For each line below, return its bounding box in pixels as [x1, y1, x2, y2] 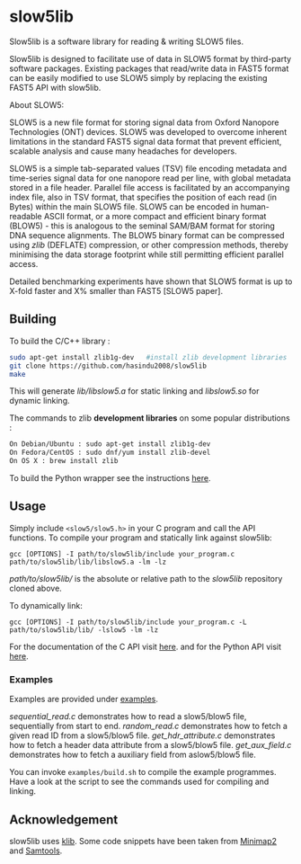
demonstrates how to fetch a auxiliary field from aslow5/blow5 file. [9, 749, 256, 761]
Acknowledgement [9, 812, 119, 827]
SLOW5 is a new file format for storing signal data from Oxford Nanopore [9, 117, 279, 128]
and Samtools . [9, 845, 63, 856]
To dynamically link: [9, 600, 83, 610]
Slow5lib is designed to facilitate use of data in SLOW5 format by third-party [9, 53, 292, 64]
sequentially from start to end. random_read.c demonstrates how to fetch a [9, 721, 288, 732]
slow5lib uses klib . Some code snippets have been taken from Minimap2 [9, 835, 277, 846]
